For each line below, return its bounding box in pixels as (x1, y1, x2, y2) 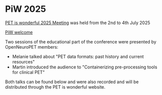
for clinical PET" (12, 69, 45, 75)
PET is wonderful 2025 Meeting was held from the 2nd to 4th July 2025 (5, 20, 151, 26)
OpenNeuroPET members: (5, 44, 58, 50)
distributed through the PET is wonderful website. (5, 84, 106, 90)
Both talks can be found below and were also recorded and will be (5, 79, 139, 85)
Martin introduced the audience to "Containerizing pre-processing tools (12, 64, 158, 70)
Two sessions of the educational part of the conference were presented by (5, 38, 157, 45)
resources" (12, 59, 35, 64)
